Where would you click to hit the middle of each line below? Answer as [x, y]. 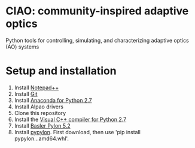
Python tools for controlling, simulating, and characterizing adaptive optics [97, 40]
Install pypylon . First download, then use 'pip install [77, 132]
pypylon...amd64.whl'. [42, 138]
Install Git [26, 93]
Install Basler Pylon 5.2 [42, 126]
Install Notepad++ [36, 87]
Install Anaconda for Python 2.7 [53, 100]
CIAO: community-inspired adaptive [97, 11]
